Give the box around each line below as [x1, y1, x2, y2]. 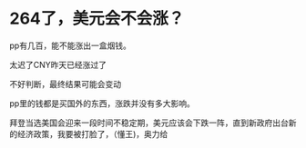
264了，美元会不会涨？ [9, 8, 185, 29]
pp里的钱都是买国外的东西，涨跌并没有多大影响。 [9, 97, 196, 109]
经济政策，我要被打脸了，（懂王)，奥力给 [16, 128, 168, 139]
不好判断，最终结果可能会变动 [9, 78, 121, 89]
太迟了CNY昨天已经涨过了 [9, 59, 107, 70]
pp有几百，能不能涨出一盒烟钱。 [9, 40, 132, 51]
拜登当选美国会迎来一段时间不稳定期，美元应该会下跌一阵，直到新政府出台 [9, 117, 289, 128]
